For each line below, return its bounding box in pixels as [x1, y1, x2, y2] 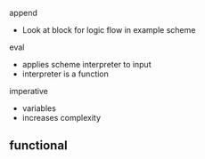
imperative [9, 86, 49, 96]
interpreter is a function [21, 68, 110, 79]
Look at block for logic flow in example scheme [21, 25, 196, 35]
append [9, 8, 38, 18]
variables [21, 103, 56, 114]
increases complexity [21, 113, 101, 123]
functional [9, 138, 69, 154]
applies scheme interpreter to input [21, 60, 152, 69]
